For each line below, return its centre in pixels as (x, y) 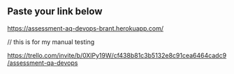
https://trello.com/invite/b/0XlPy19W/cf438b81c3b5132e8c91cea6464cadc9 (117, 55)
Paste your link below (55, 12)
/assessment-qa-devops (43, 63)
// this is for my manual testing (51, 42)
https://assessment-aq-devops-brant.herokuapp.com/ (86, 28)
